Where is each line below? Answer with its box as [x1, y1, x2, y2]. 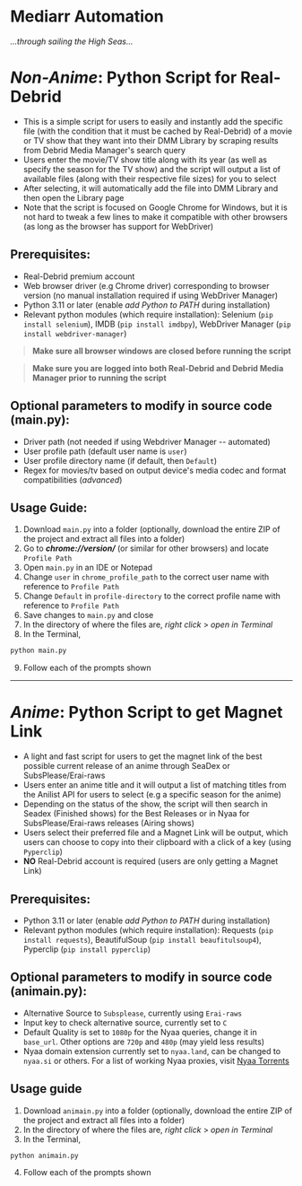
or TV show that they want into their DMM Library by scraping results [22, 135, 279, 145]
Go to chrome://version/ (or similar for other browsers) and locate [22, 543, 270, 554]
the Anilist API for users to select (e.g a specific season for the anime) [22, 789, 281, 800]
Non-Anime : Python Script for [10, 67, 237, 88]
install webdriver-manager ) [22, 327, 127, 338]
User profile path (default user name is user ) [22, 446, 187, 457]
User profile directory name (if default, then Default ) [22, 455, 218, 466]
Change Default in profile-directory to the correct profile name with [22, 590, 281, 602]
